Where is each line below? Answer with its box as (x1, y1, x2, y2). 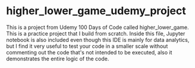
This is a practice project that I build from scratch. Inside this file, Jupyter (6, 30, 185, 37)
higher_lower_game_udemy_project (6, 4, 186, 18)
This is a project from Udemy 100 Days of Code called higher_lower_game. (6, 24, 189, 31)
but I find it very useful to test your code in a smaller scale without (6, 43, 168, 50)
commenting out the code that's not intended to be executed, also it (6, 48, 172, 56)
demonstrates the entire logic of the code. (6, 55, 109, 62)
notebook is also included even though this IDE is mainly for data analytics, (6, 36, 190, 43)
